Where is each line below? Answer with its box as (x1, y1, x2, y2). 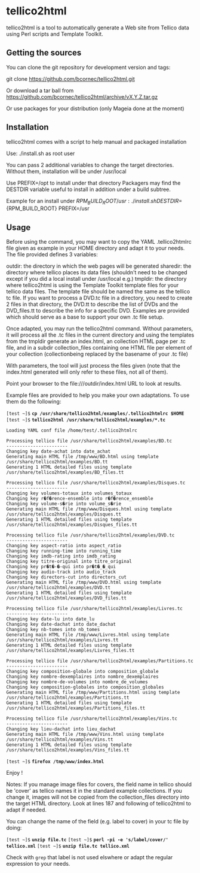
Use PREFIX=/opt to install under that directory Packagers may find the (6, 179, 181, 186)
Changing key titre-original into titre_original (6, 559, 133, 565)
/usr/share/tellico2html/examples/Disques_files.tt (6, 522, 137, 528)
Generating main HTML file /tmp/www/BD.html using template (6, 454, 159, 460)
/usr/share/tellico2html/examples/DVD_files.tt (6, 595, 127, 601)
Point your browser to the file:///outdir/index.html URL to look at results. (6, 380, 182, 387)
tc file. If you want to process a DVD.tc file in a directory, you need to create (6, 295, 193, 302)
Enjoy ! (6, 769, 23, 777)
